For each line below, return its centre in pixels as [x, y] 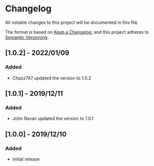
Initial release [26, 159]
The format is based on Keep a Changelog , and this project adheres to [77, 32]
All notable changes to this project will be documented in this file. [72, 22]
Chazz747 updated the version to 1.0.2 [52, 78]
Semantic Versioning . [27, 37]
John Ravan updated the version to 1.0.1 [53, 119]
